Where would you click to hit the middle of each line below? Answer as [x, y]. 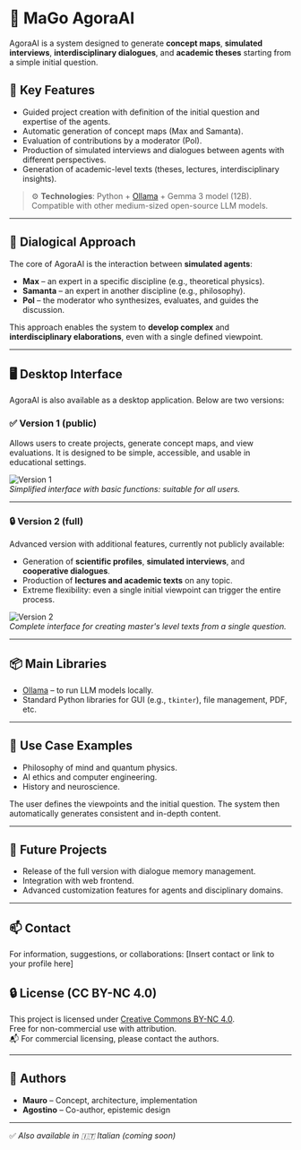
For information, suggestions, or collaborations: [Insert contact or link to [142, 955]
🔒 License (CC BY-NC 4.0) [83, 993]
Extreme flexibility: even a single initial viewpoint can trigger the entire [151, 590]
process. [39, 599]
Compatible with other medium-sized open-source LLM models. [150, 205]
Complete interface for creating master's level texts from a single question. [148, 626]
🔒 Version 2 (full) [46, 521]
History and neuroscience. [71, 786]
